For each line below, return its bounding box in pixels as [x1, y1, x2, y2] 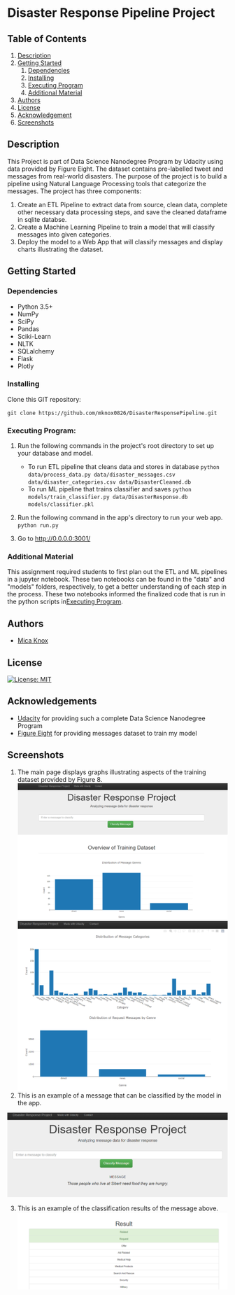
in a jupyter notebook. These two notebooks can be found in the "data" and [7, 575, 225, 584]
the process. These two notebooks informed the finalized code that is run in [7, 590, 226, 598]
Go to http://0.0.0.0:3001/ [17, 534, 91, 543]
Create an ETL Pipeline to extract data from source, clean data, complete [17, 200, 228, 209]
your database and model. [17, 449, 93, 458]
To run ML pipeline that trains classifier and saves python [27, 485, 192, 493]
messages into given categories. [17, 230, 112, 239]
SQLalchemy [17, 346, 55, 355]
